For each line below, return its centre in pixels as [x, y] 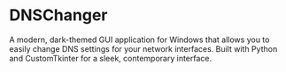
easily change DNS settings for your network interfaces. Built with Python [143, 48]
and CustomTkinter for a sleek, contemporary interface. [111, 58]
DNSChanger [58, 15]
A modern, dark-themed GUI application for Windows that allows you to [139, 40]
